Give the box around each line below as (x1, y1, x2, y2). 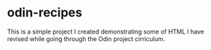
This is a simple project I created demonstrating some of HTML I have (7, 27, 205, 36)
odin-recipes (7, 5, 82, 21)
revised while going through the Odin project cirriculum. (7, 34, 166, 42)
